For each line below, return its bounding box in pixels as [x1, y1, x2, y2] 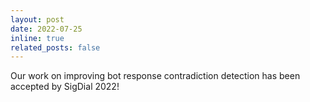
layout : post [10, 14, 65, 25]
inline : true [10, 33, 65, 43]
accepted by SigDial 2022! [10, 81, 120, 93]
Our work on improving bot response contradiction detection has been [10, 70, 301, 82]
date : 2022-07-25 [10, 24, 83, 34]
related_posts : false [10, 42, 101, 53]
